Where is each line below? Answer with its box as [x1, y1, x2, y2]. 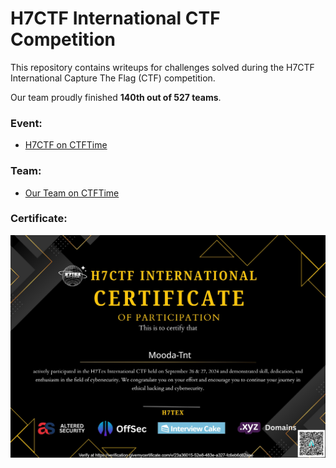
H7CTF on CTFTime [24, 139, 108, 151]
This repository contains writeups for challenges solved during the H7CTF [10, 61, 315, 73]
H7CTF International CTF [10, 7, 221, 30]
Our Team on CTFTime [24, 187, 120, 199]
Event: [10, 116, 43, 130]
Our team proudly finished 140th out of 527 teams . [10, 91, 222, 103]
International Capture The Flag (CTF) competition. [10, 72, 216, 84]
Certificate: [10, 212, 68, 226]
